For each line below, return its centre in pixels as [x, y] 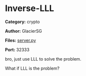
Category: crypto [22, 22]
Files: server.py [21, 40]
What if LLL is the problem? [32, 68]
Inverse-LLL [30, 8]
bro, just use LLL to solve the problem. [43, 59]
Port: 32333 [17, 50]
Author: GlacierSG [23, 31]
